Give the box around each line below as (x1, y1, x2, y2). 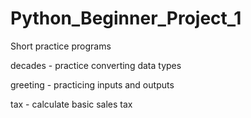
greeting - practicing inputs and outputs (10, 78, 175, 91)
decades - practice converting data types (10, 59, 182, 71)
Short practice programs (10, 40, 112, 52)
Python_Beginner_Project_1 (10, 7, 242, 30)
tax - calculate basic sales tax (10, 98, 133, 110)
